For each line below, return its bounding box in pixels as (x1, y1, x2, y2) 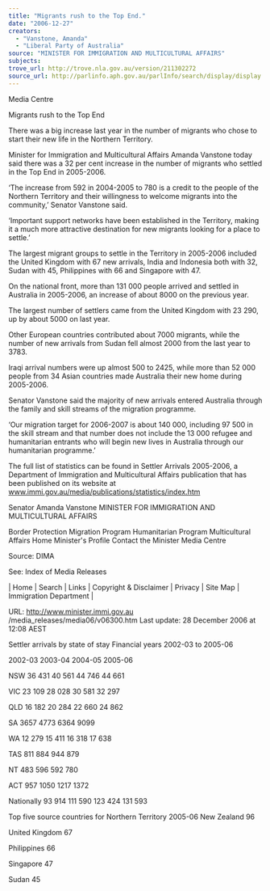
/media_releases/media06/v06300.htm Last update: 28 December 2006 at (8, 615, 256, 625)
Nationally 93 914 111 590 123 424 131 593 (8, 796, 147, 805)
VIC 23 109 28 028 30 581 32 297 (8, 686, 120, 696)
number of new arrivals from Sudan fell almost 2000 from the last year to (8, 338, 251, 348)
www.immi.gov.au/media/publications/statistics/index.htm (8, 487, 201, 496)
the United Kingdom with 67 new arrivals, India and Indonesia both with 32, (8, 256, 258, 267)
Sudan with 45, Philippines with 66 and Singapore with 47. (8, 265, 201, 275)
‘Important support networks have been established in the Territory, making (8, 215, 260, 225)
